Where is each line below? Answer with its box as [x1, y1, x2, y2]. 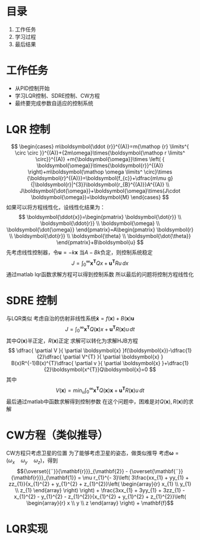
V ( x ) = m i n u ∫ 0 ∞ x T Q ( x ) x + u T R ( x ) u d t [55, 385, 145, 395]
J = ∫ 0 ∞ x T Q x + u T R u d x [71, 258, 129, 268]
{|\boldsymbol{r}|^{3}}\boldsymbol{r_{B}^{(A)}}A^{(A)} [30, 181, 165, 188]
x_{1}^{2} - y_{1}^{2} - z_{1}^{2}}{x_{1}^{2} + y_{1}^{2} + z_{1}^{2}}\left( [14, 493, 186, 500]
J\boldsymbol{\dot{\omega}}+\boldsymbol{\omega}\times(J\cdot [20, 187, 180, 194]
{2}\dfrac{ [36, 353, 62, 360]
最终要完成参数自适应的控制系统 [14, 99, 93, 107]
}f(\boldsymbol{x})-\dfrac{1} [122, 347, 192, 354]
